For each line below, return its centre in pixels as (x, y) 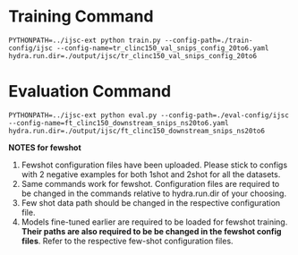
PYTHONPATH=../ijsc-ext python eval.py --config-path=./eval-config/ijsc (149, 115)
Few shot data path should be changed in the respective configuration (151, 202)
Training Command (81, 17)
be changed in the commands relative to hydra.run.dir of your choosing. (154, 193)
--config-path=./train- (209, 40)
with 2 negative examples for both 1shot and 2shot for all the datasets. (151, 174)
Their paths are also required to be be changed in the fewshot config (151, 231)
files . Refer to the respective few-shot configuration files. (127, 241)
